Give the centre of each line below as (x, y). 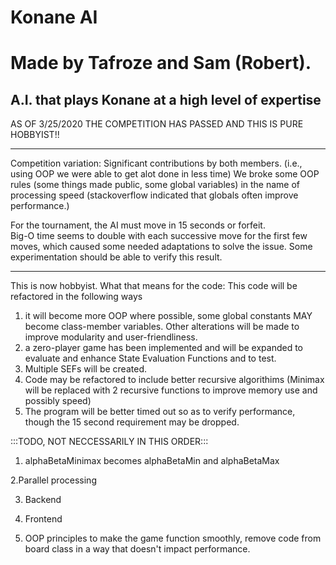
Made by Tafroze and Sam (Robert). (161, 63)
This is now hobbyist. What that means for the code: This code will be (154, 286)
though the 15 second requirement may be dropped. (132, 422)
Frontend (43, 519)
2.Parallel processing (53, 480)
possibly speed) (58, 401)
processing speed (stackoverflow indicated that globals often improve (154, 195)
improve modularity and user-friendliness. (111, 337)
